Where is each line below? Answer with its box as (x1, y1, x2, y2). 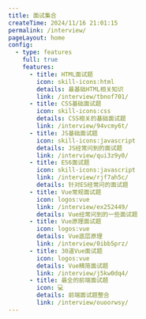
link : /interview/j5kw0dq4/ (36, 269, 129, 277)
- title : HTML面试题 (28, 70, 93, 78)
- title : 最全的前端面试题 (28, 276, 109, 285)
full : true (22, 56, 58, 64)
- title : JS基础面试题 (28, 129, 99, 137)
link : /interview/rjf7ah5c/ (36, 173, 129, 182)
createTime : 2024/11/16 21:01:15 (8, 19, 118, 27)
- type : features (15, 48, 73, 56)
